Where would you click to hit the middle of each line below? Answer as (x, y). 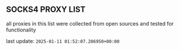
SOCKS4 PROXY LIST (46, 10)
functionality (21, 30)
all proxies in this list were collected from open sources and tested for (90, 23)
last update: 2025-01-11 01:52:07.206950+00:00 (63, 41)
